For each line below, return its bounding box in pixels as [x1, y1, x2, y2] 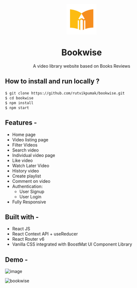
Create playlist [12, 173, 41, 179]
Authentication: [12, 183, 43, 189]
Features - [5, 118, 37, 127]
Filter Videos [12, 142, 38, 148]
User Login [19, 193, 42, 199]
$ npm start [5, 105, 29, 110]
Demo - [5, 255, 28, 264]
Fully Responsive [12, 199, 46, 205]
